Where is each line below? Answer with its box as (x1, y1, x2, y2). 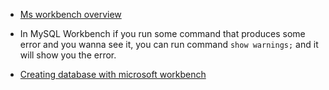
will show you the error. (19, 49, 117, 61)
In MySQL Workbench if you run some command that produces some (19, 28, 306, 39)
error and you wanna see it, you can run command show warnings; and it (19, 39, 319, 50)
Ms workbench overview (19, 9, 122, 20)
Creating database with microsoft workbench (19, 69, 207, 80)
